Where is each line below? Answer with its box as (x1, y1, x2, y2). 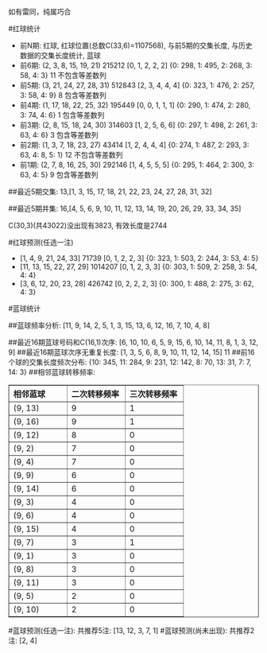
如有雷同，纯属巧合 (8, 7, 72, 16)
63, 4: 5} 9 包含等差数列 (19, 170, 99, 179)
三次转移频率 (130, 389, 178, 399)
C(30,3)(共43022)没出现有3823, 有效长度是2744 (8, 221, 168, 230)
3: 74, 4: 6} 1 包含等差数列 (19, 111, 105, 119)
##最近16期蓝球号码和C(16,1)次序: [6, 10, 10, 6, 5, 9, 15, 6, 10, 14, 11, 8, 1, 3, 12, (8, 337, 258, 347)
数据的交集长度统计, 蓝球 (19, 51, 101, 60)
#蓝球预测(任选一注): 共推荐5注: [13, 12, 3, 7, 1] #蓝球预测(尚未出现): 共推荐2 (8, 626, 255, 635)
